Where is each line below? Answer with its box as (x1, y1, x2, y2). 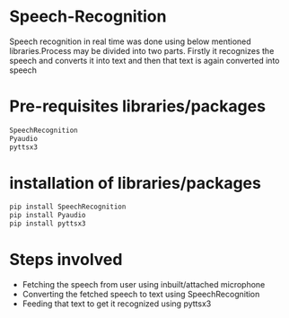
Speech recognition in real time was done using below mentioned (9, 36, 251, 47)
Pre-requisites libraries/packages (9, 96, 267, 117)
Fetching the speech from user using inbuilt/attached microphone (22, 279, 266, 289)
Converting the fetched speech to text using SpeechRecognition (22, 289, 260, 299)
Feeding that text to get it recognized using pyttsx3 (22, 298, 212, 309)
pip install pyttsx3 (9, 219, 87, 228)
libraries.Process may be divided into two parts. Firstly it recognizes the (9, 45, 275, 56)
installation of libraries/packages (9, 172, 262, 193)
